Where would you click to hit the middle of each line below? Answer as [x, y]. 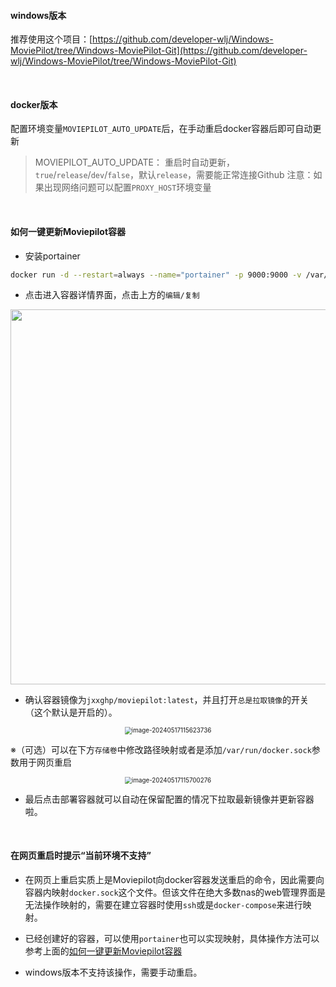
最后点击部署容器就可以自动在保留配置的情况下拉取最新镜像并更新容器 [169, 799]
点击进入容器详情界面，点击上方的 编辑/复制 [112, 295]
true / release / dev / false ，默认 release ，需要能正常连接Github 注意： [174, 175]
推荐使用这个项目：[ [51, 39]
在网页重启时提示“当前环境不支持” [81, 856]
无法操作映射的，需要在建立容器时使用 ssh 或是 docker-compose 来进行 [163, 905]
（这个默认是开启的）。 [71, 712]
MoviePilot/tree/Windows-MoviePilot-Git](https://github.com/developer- [159, 51]
